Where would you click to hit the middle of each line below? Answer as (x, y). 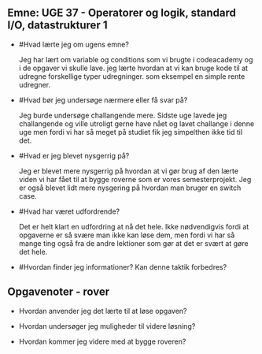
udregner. (35, 84)
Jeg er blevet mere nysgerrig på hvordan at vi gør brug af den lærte (129, 171)
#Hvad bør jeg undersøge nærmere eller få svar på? (103, 100)
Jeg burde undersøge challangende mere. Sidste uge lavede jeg (123, 115)
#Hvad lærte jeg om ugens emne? (74, 44)
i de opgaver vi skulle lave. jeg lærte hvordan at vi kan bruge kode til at (133, 68)
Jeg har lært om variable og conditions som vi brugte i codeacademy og (136, 59)
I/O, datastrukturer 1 (57, 26)
